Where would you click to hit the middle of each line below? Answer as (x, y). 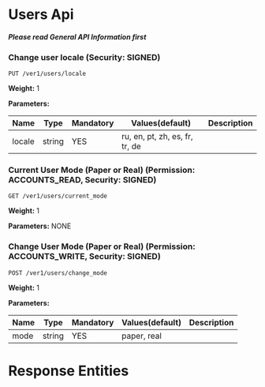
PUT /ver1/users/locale (47, 74)
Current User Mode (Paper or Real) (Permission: (102, 170)
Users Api (41, 15)
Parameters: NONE (40, 226)
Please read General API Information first (77, 36)
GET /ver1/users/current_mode (58, 196)
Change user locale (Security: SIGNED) (84, 57)
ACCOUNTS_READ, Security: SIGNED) (82, 180)
